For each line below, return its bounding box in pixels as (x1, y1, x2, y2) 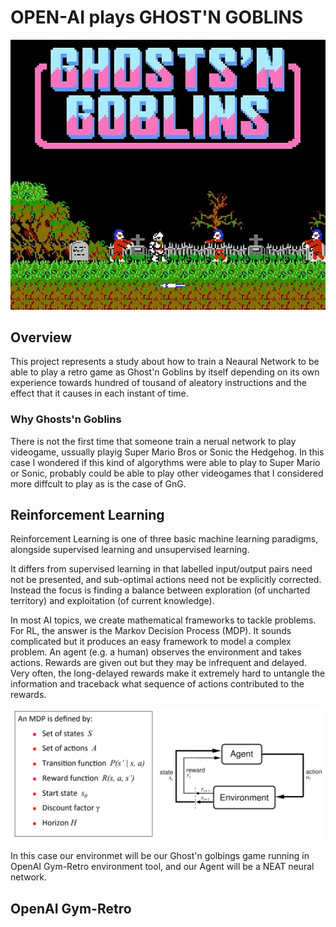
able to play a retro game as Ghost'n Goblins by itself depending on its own (10, 366, 320, 378)
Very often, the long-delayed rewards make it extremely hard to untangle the (10, 667, 326, 680)
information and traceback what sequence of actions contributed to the (10, 678, 305, 690)
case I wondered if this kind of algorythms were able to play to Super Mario (10, 456, 321, 468)
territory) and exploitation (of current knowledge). (10, 595, 215, 607)
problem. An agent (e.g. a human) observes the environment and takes (10, 646, 302, 658)
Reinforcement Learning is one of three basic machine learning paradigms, (10, 533, 319, 545)
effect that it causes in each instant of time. (10, 387, 189, 400)
